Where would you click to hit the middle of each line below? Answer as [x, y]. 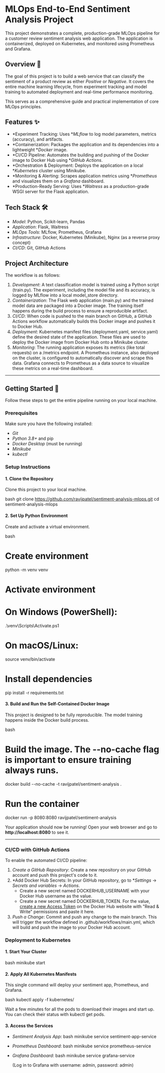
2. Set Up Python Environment [36, 516]
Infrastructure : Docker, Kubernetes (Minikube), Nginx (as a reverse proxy [86, 238]
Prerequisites [21, 413]
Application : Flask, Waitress [40, 227]
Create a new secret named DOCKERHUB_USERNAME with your [84, 890]
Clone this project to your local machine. [46, 490]
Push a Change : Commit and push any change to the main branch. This [84, 917]
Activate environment [50, 589]
